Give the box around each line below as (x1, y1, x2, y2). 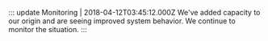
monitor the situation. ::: (8, 25, 87, 34)
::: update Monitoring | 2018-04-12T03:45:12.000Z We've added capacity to (8, 8, 261, 17)
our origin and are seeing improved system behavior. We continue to (8, 16, 236, 26)
